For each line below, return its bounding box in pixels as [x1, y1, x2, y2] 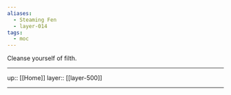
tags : [7, 29, 23, 36]
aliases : [7, 10, 32, 17]
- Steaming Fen [13, 16, 57, 23]
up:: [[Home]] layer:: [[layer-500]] [7, 74, 102, 82]
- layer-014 [13, 23, 48, 29]
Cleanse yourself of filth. [7, 54, 77, 62]
